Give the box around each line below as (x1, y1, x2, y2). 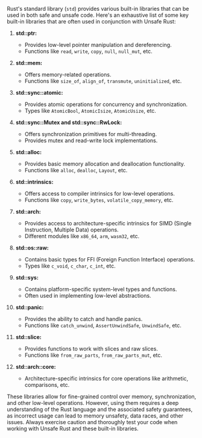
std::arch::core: (15, 363, 56, 370)
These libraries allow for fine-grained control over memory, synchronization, (7, 393, 197, 400)
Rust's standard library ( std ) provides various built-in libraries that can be (7, 5, 189, 12)
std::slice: (15, 334, 42, 340)
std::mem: (15, 60, 43, 66)
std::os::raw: (15, 244, 49, 251)
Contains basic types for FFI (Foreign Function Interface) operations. (24, 256, 195, 263)
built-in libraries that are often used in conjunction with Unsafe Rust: (7, 18, 176, 25)
